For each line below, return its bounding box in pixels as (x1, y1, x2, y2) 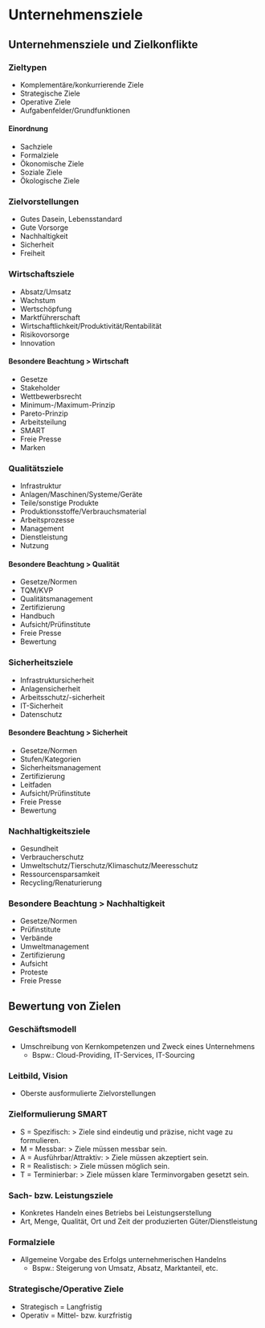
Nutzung (19, 541, 50, 551)
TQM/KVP (19, 585, 54, 596)
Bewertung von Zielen (8, 999, 121, 1013)
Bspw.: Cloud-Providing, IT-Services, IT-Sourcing (31, 1051, 195, 1060)
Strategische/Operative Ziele (8, 1284, 124, 1295)
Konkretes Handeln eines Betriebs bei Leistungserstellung (19, 1208, 212, 1218)
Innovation (19, 338, 55, 347)
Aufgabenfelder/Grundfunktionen (19, 105, 131, 115)
